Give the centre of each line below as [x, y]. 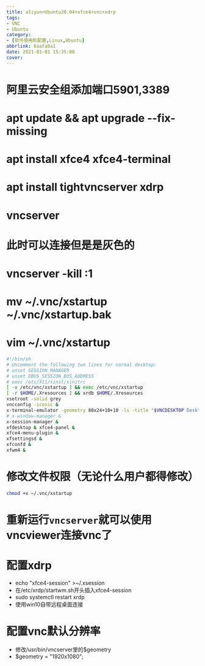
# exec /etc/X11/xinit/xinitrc [46, 382]
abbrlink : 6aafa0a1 [31, 47]
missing [27, 131]
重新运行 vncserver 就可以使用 [79, 520]
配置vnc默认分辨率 [53, 631]
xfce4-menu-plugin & [33, 433]
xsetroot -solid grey [34, 399]
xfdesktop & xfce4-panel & [41, 427]
